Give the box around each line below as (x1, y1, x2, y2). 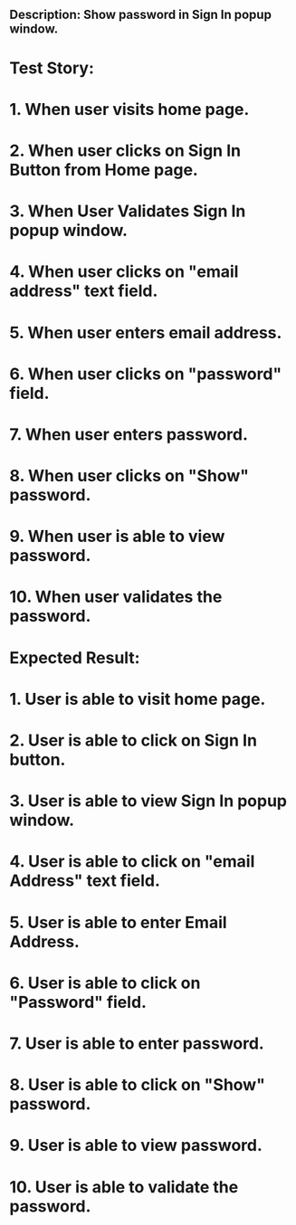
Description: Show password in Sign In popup (9, 7, 272, 23)
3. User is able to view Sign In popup (9, 791, 288, 812)
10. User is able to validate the (9, 1176, 239, 1197)
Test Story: (9, 58, 95, 78)
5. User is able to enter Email (9, 912, 228, 933)
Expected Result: (9, 647, 140, 668)
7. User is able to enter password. (9, 1033, 264, 1053)
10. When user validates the (9, 587, 223, 607)
